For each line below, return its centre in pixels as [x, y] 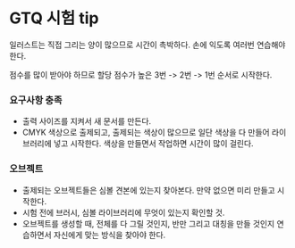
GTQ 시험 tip [54, 18]
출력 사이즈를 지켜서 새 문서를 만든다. [87, 121]
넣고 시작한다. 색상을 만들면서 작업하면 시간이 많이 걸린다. [153, 144]
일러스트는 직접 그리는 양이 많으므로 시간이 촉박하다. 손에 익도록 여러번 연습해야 [147, 45]
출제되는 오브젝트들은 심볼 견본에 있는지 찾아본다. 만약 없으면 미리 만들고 [148, 190]
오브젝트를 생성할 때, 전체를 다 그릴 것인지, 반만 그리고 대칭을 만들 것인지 [148, 223]
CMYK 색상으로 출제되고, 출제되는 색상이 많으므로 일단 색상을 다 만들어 [146, 132]
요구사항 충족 [36, 100]
